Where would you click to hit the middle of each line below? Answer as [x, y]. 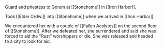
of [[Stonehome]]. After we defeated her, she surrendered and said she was [81, 31]
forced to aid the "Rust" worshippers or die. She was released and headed [79, 36]
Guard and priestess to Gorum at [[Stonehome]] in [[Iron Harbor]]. [71, 7]
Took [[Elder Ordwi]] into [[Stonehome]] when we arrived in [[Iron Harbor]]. [80, 16]
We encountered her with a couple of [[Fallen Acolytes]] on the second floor [81, 26]
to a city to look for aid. [28, 41]
